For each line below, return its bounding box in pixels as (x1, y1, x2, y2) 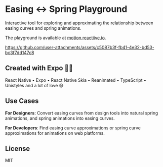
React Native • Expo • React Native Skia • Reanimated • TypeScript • (5, 77, 147, 83)
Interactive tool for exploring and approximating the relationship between (5, 20, 154, 26)
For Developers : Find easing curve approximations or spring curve (5, 125, 141, 131)
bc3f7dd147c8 (5, 50, 35, 56)
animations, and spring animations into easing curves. (5, 115, 115, 121)
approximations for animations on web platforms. (5, 130, 105, 136)
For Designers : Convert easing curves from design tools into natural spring (5, 110, 158, 116)
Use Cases (5, 97, 39, 105)
